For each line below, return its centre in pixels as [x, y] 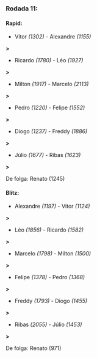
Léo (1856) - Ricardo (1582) [49, 230]
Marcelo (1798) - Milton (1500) [53, 254]
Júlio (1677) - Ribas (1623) [48, 155]
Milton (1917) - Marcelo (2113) [52, 84]
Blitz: [13, 192]
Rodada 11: [22, 9]
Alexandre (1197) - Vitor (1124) [52, 206]
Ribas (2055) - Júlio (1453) [48, 324]
